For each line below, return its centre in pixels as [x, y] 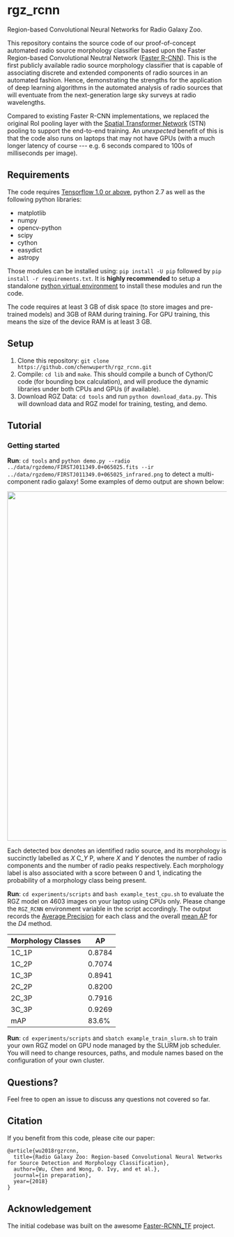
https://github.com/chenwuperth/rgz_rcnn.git [84, 367]
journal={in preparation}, [53, 1175]
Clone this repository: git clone [63, 360]
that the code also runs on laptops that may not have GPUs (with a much [111, 138]
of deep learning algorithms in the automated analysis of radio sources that [115, 87]
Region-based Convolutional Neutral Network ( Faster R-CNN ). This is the [112, 57]
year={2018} [31, 1181]
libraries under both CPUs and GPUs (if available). [89, 389]
